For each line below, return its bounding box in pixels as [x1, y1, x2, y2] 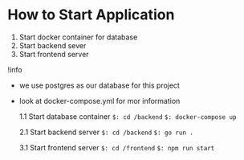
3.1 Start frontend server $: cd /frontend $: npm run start [18, 142, 215, 152]
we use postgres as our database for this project [18, 80, 180, 90]
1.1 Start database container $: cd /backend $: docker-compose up [18, 111, 238, 121]
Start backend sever [18, 40, 87, 50]
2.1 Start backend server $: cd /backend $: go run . [18, 127, 194, 137]
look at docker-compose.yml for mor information [18, 96, 181, 105]
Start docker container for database [18, 32, 138, 42]
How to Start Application [7, 6, 175, 24]
